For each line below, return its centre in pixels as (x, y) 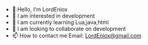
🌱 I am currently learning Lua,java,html (60, 22)
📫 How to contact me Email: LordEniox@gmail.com (77, 36)
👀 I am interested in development (54, 16)
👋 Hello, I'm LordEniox (40, 9)
